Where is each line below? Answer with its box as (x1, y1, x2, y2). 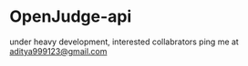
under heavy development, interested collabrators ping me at (9, 36, 239, 47)
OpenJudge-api (9, 6, 132, 27)
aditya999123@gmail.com (9, 45, 108, 56)
